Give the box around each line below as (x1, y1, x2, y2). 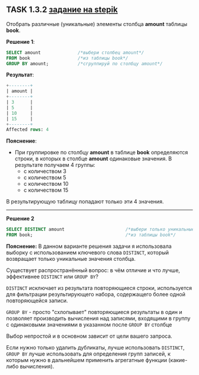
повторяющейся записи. (6, 297, 68, 304)
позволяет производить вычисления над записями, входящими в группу (6, 315, 191, 322)
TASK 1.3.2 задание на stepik (6, 5, 118, 15)
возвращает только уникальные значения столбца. (6, 256, 136, 263)
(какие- (168, 357, 188, 364)
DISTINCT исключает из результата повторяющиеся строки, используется (6, 285, 192, 292)
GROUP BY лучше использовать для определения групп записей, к (6, 350, 171, 357)
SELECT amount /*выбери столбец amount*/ (6, 50, 145, 56)
